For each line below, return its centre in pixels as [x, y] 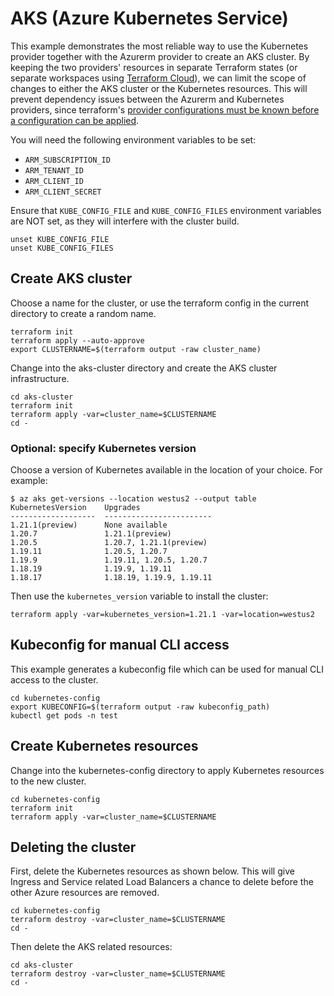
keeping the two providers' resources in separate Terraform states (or [154, 67]
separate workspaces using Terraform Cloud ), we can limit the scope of [158, 78]
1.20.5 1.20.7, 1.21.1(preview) [109, 543]
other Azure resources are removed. [85, 893]
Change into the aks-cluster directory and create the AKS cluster [144, 368]
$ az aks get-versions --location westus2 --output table [133, 499]
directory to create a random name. [83, 313]
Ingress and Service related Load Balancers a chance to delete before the [162, 882]
